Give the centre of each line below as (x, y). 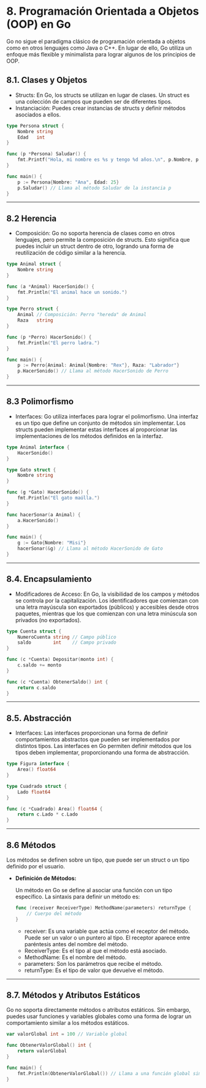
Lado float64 (34, 792)
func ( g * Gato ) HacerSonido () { (48, 492)
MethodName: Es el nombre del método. (75, 957)
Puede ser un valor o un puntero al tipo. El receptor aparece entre (107, 938)
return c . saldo (37, 688)
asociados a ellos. (38, 114)
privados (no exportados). (48, 620)
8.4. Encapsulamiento (49, 579)
